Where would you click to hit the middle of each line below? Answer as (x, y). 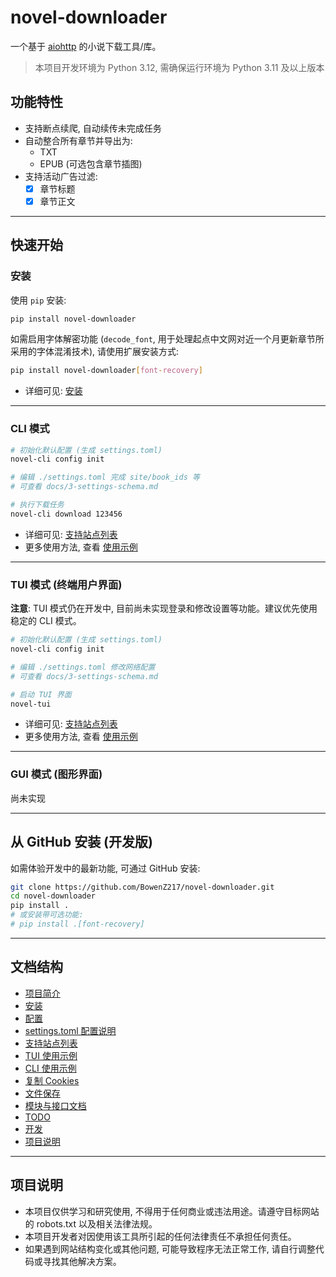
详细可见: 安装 (53, 391)
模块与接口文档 (55, 1105)
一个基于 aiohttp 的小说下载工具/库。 (86, 46)
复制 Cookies (52, 1080)
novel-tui (31, 704)
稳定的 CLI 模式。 (46, 621)
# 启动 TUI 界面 (41, 694)
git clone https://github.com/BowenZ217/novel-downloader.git (142, 887)
